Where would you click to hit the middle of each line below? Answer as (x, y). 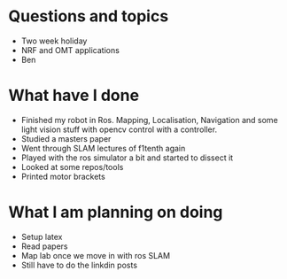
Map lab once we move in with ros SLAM (95, 255)
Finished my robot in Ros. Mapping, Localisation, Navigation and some (149, 120)
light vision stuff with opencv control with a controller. (119, 129)
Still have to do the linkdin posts (79, 265)
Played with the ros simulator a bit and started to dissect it (127, 158)
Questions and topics (89, 16)
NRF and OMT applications (70, 50)
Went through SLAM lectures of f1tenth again (103, 148)
